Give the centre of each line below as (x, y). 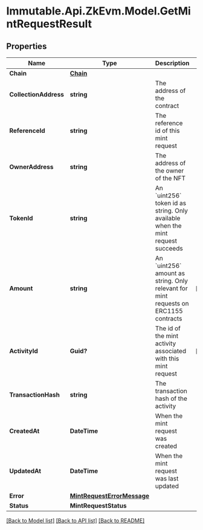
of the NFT (170, 178)
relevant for (172, 288)
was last (167, 478)
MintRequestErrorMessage (110, 496)
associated (170, 351)
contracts (169, 318)
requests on (172, 303)
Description (172, 63)
